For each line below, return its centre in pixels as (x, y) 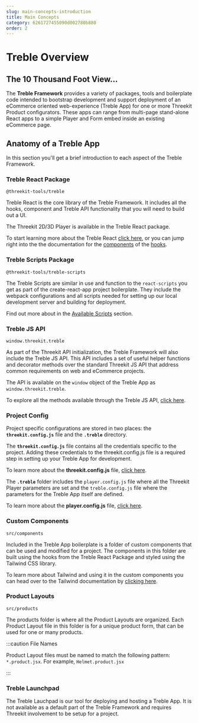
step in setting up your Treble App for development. (69, 459)
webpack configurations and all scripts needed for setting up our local (92, 295)
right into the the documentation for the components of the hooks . (87, 245)
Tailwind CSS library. (31, 563)
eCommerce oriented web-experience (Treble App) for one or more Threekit (99, 106)
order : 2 (17, 28)
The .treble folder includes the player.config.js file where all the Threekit (98, 482)
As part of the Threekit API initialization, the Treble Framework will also (92, 352)
